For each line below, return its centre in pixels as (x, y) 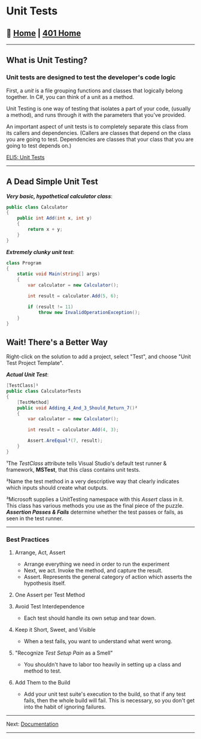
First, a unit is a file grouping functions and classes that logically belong (95, 91)
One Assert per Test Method (50, 595)
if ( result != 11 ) (51, 307)
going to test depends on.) (39, 146)
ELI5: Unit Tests (25, 157)
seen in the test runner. (35, 518)
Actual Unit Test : (28, 375)
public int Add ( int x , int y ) (55, 218)
